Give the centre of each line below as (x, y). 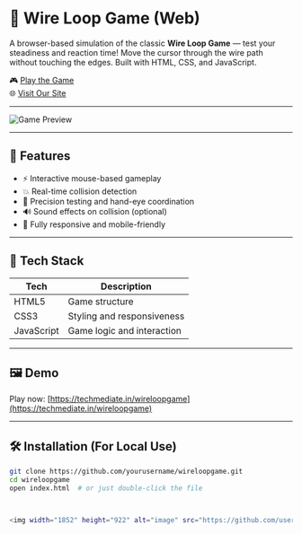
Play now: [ (30, 399)
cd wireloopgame (40, 480)
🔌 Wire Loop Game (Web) (105, 18)
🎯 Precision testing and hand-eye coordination (108, 201)
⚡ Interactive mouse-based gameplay (92, 178)
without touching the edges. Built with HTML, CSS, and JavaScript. (133, 62)
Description (126, 286)
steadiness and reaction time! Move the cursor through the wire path (136, 52)
